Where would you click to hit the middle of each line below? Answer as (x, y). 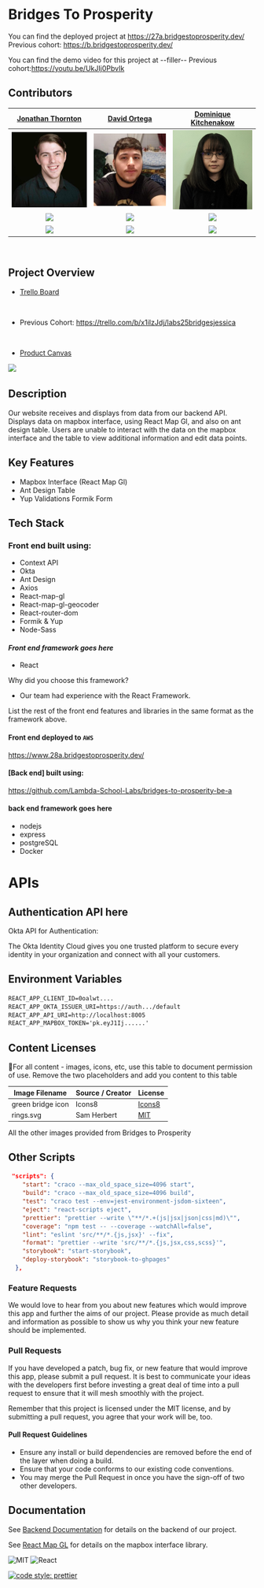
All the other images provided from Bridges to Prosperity (99, 1133)
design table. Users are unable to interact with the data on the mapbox (122, 429)
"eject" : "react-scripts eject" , (77, 1210)
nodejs (30, 826)
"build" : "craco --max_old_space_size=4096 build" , (108, 1193)
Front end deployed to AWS (51, 737)
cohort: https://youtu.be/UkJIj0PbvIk (66, 68)
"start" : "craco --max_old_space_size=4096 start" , (108, 1185)
